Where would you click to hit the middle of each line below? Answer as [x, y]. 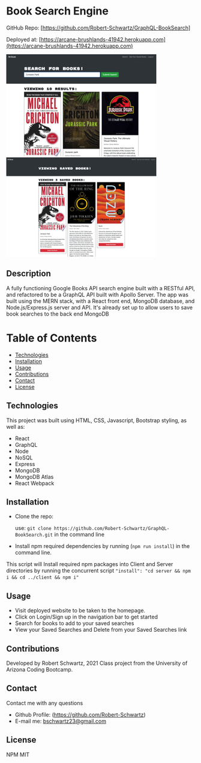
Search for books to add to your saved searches [74, 623]
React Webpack [34, 483]
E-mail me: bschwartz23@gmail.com [61, 721]
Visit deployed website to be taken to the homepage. [80, 611]
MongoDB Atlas [34, 476]
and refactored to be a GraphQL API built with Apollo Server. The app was [97, 294]
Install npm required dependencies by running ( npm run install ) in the [102, 546]
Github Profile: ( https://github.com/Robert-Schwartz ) [80, 714]
